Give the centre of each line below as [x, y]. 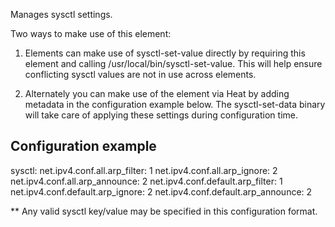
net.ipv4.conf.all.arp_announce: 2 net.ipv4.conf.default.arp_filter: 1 [146, 181]
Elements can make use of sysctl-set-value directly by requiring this [165, 53]
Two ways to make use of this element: [91, 33]
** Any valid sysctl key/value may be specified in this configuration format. [164, 211]
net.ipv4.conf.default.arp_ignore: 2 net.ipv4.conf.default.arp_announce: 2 [161, 191]
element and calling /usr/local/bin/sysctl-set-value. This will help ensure [173, 63]
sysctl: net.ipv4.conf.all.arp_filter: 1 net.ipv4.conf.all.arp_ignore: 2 [144, 170]
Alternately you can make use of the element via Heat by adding [157, 93]
